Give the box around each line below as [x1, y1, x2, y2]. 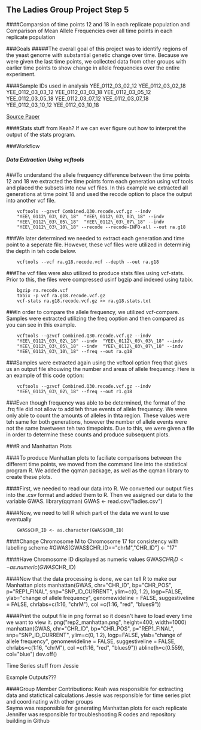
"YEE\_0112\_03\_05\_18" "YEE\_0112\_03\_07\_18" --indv [17, 219, 165, 225]
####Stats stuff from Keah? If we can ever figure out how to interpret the [6, 124, 187, 131]
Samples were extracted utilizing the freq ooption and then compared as [6, 315, 185, 322]
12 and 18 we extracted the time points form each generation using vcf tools [6, 177, 193, 185]
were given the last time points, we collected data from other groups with [6, 58, 187, 65]
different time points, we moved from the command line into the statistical [6, 460, 188, 467]
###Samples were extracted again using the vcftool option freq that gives [6, 359, 188, 366]
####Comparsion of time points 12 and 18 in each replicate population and [6, 20, 190, 28]
